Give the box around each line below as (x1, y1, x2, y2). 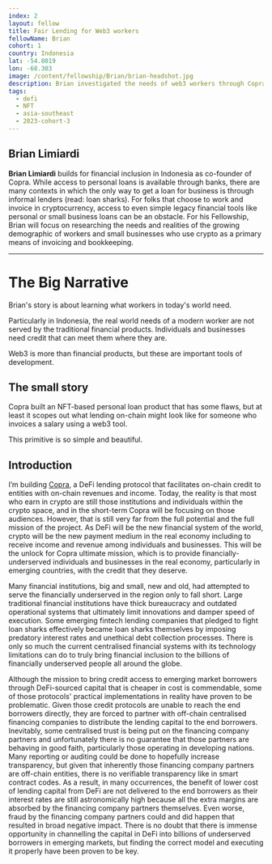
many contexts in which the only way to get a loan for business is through (8, 185, 254, 195)
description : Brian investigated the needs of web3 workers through (8, 79, 244, 87)
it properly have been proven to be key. (8, 846, 139, 856)
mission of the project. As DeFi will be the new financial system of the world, (8, 523, 264, 532)
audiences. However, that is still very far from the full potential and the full (8, 515, 255, 524)
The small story (8, 381, 89, 395)
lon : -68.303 (8, 65, 53, 73)
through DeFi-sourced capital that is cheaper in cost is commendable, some (8, 683, 262, 692)
